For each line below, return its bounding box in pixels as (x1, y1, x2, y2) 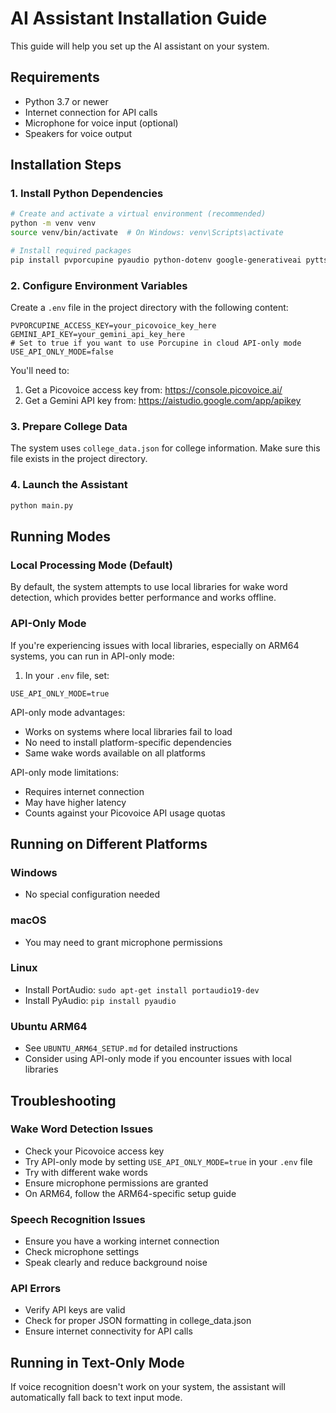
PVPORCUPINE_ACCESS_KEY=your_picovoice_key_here (10, 321, 217, 331)
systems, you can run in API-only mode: (10, 650, 175, 662)
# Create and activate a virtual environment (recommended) (10, 209, 267, 219)
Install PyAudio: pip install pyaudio (24, 994, 177, 1006)
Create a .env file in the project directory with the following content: (10, 302, 289, 314)
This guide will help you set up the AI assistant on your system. (10, 40, 270, 52)
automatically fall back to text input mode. (10, 1392, 183, 1404)
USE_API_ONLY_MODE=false (10, 347, 114, 357)
